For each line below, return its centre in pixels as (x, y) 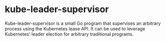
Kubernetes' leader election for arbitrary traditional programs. (69, 34)
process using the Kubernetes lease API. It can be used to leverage (75, 28)
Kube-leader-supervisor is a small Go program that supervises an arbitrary (83, 23)
